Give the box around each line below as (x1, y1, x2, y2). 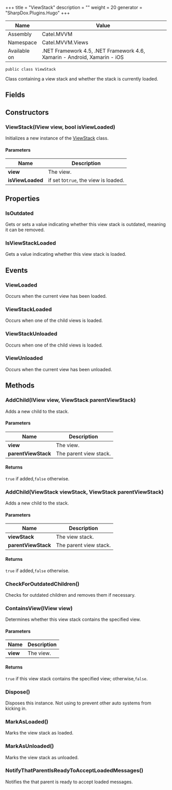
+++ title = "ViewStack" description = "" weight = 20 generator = (5, 5, 143, 10)
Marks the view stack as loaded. (5, 730, 74, 736)
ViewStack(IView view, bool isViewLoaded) (5, 123, 116, 130)
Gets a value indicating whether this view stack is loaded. (5, 251, 126, 257)
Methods (5, 381, 35, 390)
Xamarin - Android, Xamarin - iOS (41, 54, 124, 60)
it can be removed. (5, 227, 45, 233)
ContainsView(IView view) (5, 604, 73, 612)
